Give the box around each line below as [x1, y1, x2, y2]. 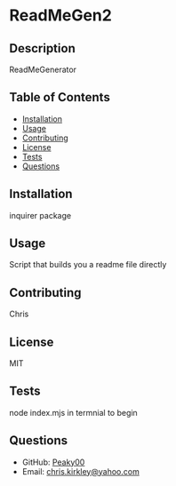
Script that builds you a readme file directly [9, 259, 167, 270]
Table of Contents [9, 90, 111, 105]
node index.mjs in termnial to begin [9, 407, 138, 418]
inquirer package [9, 210, 72, 220]
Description [9, 41, 76, 56]
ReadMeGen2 [9, 5, 113, 26]
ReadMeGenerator [9, 64, 77, 75]
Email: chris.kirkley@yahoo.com [21, 466, 140, 476]
